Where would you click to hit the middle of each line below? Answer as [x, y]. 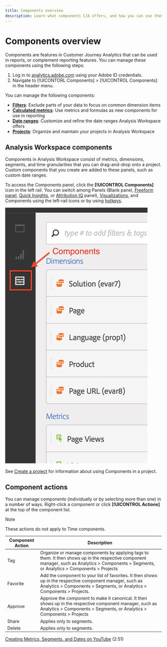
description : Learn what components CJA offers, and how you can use [79, 16]
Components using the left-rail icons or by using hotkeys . [64, 201]
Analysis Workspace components [59, 147]
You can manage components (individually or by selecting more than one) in [83, 499]
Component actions [37, 487]
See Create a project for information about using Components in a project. [81, 471]
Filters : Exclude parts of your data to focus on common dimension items [86, 105]
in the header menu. [33, 86]
